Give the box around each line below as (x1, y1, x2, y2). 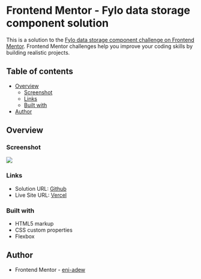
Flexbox (14, 233, 35, 240)
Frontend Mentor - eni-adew (14, 266, 86, 273)
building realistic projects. (6, 49, 70, 56)
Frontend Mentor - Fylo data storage (6, 4, 191, 17)
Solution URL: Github (14, 185, 67, 192)
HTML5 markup (14, 220, 54, 227)
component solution (6, 16, 109, 30)
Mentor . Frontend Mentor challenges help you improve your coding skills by (6, 43, 193, 50)
